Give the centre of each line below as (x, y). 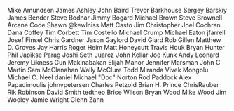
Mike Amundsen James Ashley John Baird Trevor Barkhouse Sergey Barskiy (117, 10)
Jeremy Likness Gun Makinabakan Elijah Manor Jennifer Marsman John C (114, 62)
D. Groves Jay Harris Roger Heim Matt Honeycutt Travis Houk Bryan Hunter (116, 47)
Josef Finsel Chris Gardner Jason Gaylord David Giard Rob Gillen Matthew (115, 40)
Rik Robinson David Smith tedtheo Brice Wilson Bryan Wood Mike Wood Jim (117, 92)
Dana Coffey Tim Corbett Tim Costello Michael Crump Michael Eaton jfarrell (116, 32)
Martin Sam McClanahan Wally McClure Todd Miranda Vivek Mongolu (108, 70)
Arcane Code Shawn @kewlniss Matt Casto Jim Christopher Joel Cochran (114, 25)
